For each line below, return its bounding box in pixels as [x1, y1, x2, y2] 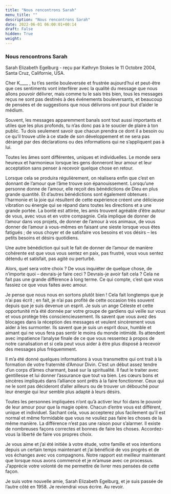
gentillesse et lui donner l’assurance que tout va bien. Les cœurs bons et [5, 372, 159, 379]
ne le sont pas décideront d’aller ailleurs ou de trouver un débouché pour [5, 383, 159, 390]
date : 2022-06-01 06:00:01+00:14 [5, 22, 77, 27]
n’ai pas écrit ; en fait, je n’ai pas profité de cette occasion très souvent [5, 297, 155, 304]
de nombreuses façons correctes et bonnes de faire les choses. [5, 426, 140, 432]
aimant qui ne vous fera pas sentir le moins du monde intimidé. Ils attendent [5, 330, 165, 336]
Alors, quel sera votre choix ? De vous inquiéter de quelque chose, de [5, 266, 153, 272]
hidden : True [5, 31, 33, 36]
